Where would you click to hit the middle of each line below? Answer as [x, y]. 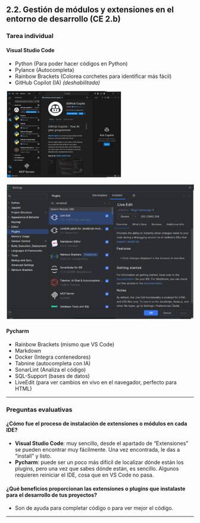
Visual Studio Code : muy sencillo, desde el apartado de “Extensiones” [101, 443]
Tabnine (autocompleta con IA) [53, 363]
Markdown [28, 350]
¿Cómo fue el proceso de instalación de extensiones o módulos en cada [97, 424]
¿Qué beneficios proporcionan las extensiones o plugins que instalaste [96, 488]
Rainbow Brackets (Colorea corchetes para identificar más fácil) [93, 76]
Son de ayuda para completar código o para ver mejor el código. [94, 508]
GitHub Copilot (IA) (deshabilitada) [57, 82]
